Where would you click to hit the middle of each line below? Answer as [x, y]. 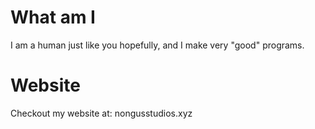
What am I [53, 17]
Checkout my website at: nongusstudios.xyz [101, 113]
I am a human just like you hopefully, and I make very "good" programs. [157, 45]
